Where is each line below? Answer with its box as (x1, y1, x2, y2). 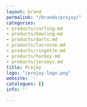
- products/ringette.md (6, 48, 66, 54)
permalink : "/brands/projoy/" (6, 14, 82, 20)
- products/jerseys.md (6, 59, 63, 65)
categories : (6, 20, 36, 26)
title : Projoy (6, 64, 42, 71)
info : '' (6, 87, 28, 93)
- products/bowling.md (6, 31, 63, 37)
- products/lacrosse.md (6, 42, 66, 48)
